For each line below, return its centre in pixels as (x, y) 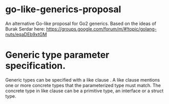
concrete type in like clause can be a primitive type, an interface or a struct (84, 91)
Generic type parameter (57, 55)
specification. (35, 66)
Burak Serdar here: (25, 29)
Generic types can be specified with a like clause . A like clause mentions (83, 80)
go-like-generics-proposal (63, 9)
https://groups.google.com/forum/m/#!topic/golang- (101, 29)
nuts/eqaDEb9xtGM (26, 34)
